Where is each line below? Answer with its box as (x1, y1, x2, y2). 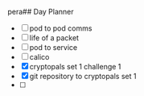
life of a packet (29, 33, 80, 43)
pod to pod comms (29, 23, 93, 33)
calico (29, 52, 50, 61)
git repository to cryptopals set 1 (29, 72, 137, 81)
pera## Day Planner (7, 7, 74, 16)
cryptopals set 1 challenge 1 (29, 62, 121, 71)
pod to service (29, 43, 78, 52)
